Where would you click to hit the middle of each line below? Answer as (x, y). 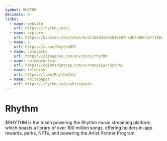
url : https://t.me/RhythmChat (45, 75)
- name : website (26, 24)
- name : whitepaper (30, 79)
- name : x (20, 42)
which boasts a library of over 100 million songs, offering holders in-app (79, 128)
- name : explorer (28, 33)
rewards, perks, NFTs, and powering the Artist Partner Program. (70, 133)
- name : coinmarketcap (33, 61)
